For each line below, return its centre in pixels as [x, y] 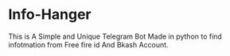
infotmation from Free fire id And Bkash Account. [88, 44]
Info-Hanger [50, 15]
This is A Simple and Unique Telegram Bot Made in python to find [115, 36]
